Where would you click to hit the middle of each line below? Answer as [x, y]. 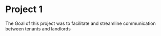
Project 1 [24, 9]
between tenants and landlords [38, 28]
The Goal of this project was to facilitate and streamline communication [80, 23]
